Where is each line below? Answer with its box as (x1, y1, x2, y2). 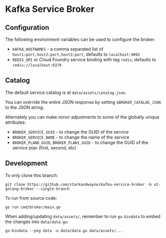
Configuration (5, 23, 50, 32)
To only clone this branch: (5, 172, 58, 178)
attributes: (5, 119, 26, 125)
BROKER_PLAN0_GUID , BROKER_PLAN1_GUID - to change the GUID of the (12, 139, 149, 145)
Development (5, 159, 48, 167)
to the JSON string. (5, 104, 45, 110)
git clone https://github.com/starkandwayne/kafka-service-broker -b (5, 182, 152, 187)
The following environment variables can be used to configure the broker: (5, 36, 156, 42)
